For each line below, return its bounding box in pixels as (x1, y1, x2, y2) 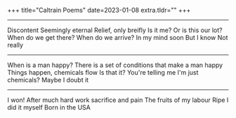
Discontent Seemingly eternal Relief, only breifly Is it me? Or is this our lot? (7, 26, 223, 34)
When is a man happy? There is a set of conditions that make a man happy (7, 61, 223, 69)
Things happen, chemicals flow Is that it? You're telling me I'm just (7, 68, 199, 76)
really (7, 41, 23, 49)
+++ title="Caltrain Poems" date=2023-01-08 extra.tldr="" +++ (7, 6, 191, 14)
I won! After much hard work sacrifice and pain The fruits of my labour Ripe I (7, 96, 229, 104)
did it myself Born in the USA (7, 103, 91, 111)
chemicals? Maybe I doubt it (7, 76, 89, 84)
